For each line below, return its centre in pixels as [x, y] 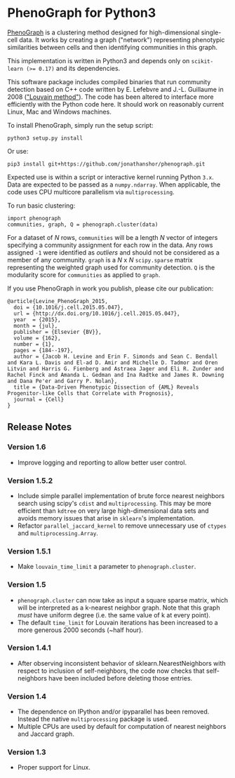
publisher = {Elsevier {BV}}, [58, 332]
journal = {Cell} [39, 399]
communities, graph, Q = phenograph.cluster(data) [83, 224]
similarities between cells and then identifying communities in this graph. [113, 47]
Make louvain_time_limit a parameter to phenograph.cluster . [107, 567]
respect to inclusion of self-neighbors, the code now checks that [111, 671]
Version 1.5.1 [29, 551]
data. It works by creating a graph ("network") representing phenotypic [122, 39]
